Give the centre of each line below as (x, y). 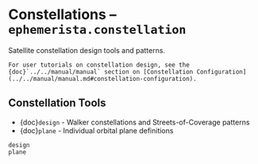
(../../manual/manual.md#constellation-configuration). (102, 78)
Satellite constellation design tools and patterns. (87, 50)
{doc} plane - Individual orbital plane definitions (96, 130)
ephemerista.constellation (97, 30)
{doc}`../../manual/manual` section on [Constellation (101, 72)
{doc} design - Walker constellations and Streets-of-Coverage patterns (135, 122)
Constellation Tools (57, 103)
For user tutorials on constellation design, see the (99, 65)
